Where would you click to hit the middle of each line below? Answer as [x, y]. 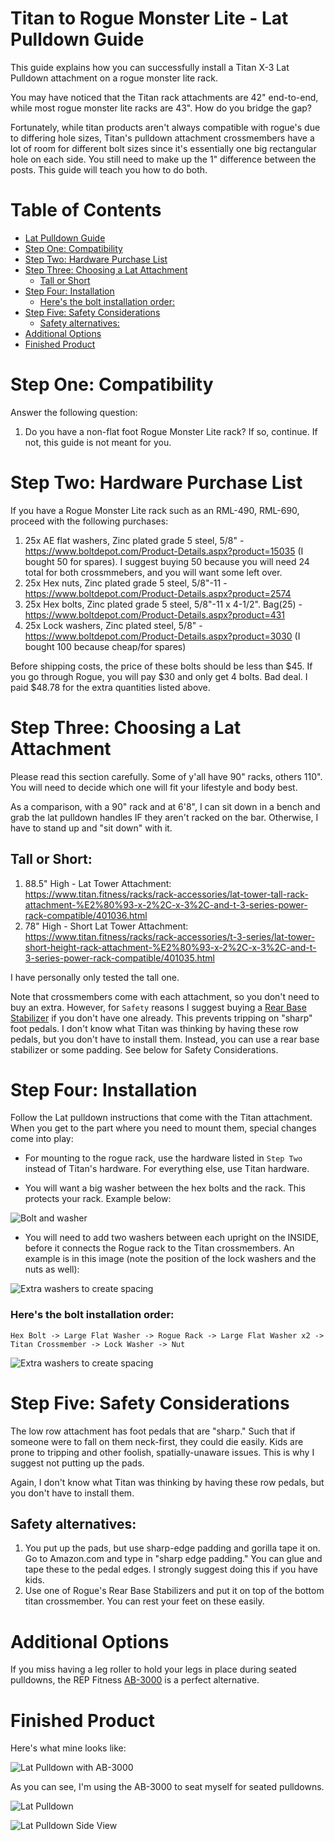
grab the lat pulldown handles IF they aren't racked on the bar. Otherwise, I [164, 817]
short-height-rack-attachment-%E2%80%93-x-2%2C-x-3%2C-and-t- [170, 947]
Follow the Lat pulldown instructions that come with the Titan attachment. [161, 1118]
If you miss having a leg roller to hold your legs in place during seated [153, 1669]
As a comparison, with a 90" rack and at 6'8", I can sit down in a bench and [165, 806]
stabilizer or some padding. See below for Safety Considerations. [144, 1049]
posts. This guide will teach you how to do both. [109, 169]
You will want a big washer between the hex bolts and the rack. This [165, 1188]
